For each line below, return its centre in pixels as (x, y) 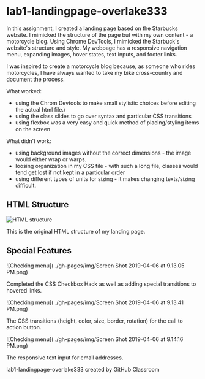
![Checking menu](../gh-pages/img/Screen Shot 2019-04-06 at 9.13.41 (95, 302)
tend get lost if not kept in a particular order (70, 172)
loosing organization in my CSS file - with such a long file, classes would (106, 166)
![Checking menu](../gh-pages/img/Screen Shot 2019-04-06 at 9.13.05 (95, 266)
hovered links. (24, 290)
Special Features (39, 251)
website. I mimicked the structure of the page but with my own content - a (100, 34)
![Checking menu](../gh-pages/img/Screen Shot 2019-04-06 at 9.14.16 (95, 339)
